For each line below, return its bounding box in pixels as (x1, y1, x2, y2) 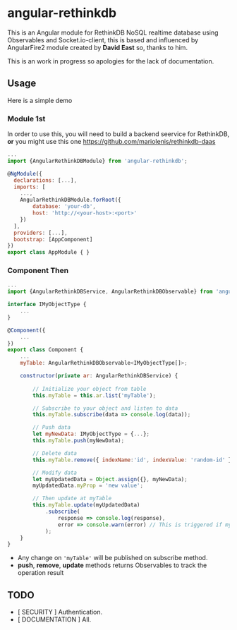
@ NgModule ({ (7, 170, 42, 177)
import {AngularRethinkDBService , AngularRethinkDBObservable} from (7, 288, 213, 296)
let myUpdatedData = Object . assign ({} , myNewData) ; (32, 475, 188, 483)
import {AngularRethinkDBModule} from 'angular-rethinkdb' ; (7, 157, 188, 164)
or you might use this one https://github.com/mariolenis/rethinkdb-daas (7, 138, 216, 146)
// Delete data (32, 449, 78, 456)
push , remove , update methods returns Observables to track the (17, 561, 207, 569)
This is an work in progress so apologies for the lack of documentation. (7, 56, 214, 65)
